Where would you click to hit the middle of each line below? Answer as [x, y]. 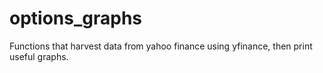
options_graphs [76, 18]
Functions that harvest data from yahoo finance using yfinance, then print [161, 46]
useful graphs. [39, 56]
